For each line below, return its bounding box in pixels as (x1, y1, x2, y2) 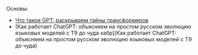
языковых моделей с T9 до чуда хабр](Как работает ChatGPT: (15, 29, 177, 36)
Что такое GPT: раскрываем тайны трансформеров (15, 17, 149, 23)
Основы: (6, 5, 28, 12)
